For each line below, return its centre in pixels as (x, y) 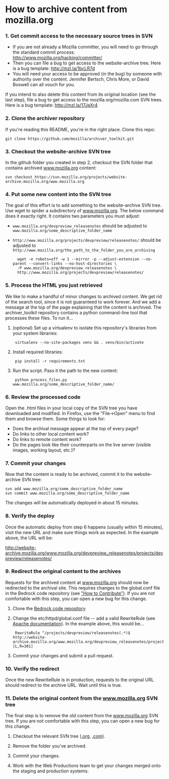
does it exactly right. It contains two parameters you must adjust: (73, 216)
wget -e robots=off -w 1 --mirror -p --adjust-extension (78, 259)
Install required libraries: (38, 352)
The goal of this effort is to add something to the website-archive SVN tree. (83, 205)
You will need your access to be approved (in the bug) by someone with (87, 74)
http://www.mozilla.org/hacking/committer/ (57, 58)
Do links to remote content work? (47, 439)
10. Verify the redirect (32, 669)
